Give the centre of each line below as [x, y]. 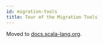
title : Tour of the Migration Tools [52, 17]
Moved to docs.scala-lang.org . [44, 34]
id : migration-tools [32, 11]
